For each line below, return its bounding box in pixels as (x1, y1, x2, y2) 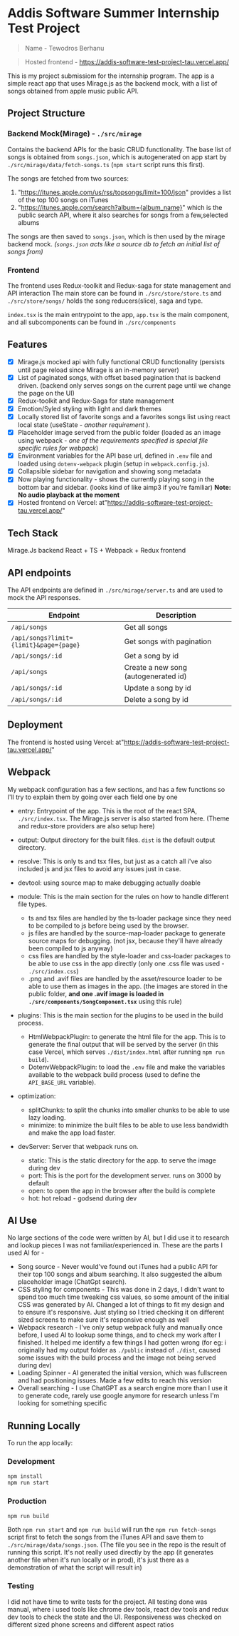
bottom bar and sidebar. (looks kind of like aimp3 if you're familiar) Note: (17, 483, 231, 492)
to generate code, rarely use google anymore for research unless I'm (17, 1391, 220, 1400)
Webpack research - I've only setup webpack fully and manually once (17, 1323, 223, 1332)
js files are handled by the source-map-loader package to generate (28, 928, 225, 937)
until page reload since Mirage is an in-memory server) (17, 366, 179, 374)
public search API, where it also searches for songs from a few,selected (17, 211, 228, 219)
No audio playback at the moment (17, 491, 119, 499)
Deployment (7, 719, 63, 731)
